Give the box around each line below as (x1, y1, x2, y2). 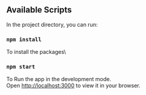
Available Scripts (6, 5, 72, 15)
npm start (6, 64, 35, 70)
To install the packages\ (6, 48, 66, 56)
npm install (6, 36, 42, 43)
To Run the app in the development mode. (6, 76, 111, 83)
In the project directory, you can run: (6, 21, 98, 28)
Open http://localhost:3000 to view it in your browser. (6, 82, 141, 90)
